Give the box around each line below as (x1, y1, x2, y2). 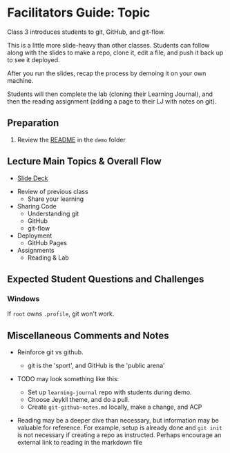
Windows (7, 293, 40, 303)
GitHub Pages (27, 238, 68, 247)
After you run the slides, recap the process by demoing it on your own (7, 69, 207, 77)
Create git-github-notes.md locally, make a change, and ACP (27, 403, 202, 412)
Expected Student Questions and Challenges (7, 273, 204, 285)
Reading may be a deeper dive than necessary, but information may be (17, 416, 219, 425)
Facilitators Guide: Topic (7, 5, 151, 21)
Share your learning (27, 195, 84, 203)
